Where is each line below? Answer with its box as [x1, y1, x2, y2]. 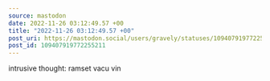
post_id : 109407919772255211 [8, 42, 106, 50]
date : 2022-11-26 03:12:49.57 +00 [8, 19, 125, 27]
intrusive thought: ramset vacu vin [8, 63, 122, 73]
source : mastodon [8, 11, 67, 20]
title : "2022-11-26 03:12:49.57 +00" [8, 26, 135, 34]
